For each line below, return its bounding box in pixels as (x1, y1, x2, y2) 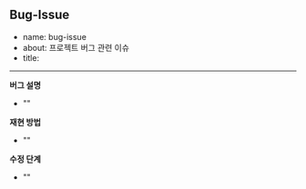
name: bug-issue (22, 31, 87, 42)
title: (22, 52, 39, 63)
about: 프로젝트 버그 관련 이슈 (22, 42, 130, 53)
